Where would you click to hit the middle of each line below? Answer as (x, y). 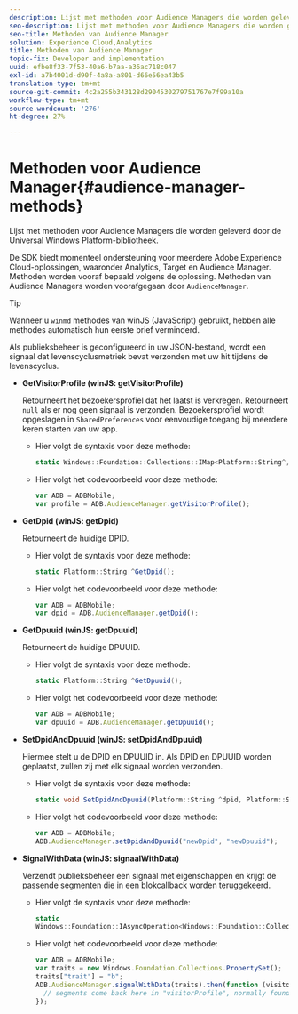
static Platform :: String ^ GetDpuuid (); (109, 681)
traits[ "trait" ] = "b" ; (79, 977)
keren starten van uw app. (70, 429)
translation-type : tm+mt (55, 84)
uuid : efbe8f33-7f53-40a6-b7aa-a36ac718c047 (93, 68)
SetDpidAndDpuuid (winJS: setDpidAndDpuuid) (112, 739)
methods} (47, 206)
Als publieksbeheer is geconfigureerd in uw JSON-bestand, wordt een (137, 347)
